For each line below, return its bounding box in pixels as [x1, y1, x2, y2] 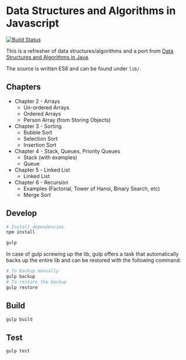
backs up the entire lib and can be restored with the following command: [6, 257, 181, 264]
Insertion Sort [23, 141, 57, 148]
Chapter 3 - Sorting [14, 122, 62, 130]
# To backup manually [6, 268, 59, 274]
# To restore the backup [6, 279, 67, 285]
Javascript [6, 16, 60, 30]
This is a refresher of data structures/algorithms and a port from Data [6, 47, 174, 54]
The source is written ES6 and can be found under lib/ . [6, 65, 141, 72]
